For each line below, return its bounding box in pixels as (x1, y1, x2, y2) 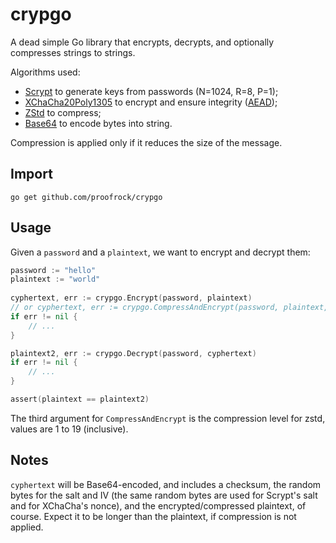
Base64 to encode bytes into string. (24, 117, 173, 129)
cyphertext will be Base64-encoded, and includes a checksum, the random (10, 478, 322, 490)
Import (10, 166, 53, 183)
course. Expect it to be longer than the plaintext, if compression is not (10, 510, 297, 522)
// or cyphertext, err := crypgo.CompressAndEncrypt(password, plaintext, (10, 303, 329, 313)
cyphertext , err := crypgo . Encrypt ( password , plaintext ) (10, 293, 253, 303)
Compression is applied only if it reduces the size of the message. (10, 136, 283, 148)
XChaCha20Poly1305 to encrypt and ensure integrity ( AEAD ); (24, 96, 278, 108)
